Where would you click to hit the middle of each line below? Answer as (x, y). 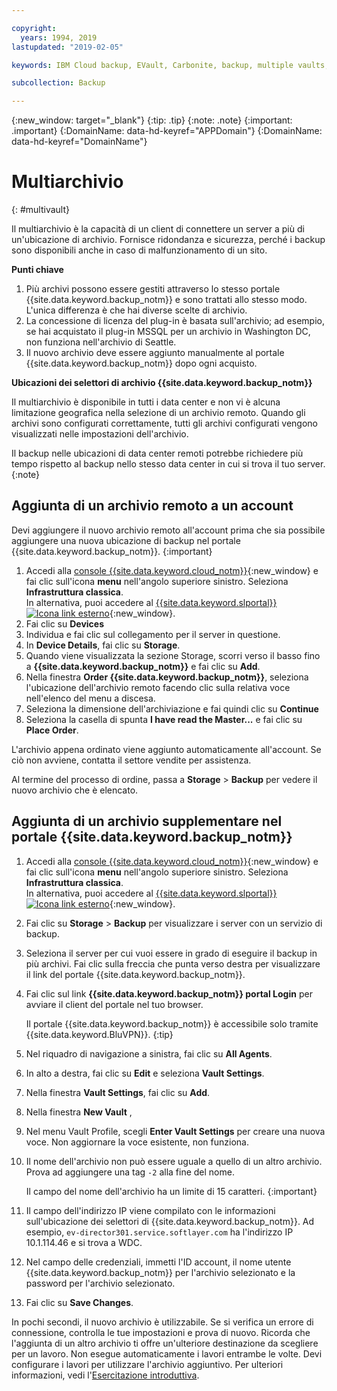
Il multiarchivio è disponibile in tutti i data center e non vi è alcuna (146, 402)
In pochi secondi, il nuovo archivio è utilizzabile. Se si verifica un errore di (162, 1322)
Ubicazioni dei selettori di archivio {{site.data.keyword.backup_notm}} (162, 383)
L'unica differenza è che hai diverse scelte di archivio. (136, 310)
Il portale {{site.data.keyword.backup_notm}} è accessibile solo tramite (172, 1023)
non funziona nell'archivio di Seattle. (101, 342)
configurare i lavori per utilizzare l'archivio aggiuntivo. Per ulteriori (147, 1364)
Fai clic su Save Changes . (79, 1302)
